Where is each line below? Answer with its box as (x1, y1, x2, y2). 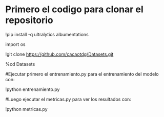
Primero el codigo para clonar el (5, 4, 143, 15)
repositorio (5, 14, 53, 26)
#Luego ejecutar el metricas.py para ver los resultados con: (5, 96, 132, 102)
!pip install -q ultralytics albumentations (5, 31, 89, 37)
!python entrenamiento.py (5, 86, 60, 92)
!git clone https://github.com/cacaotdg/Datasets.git (5, 51, 114, 57)
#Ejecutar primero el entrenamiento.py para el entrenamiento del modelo (5, 71, 159, 77)
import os (5, 41, 26, 47)
